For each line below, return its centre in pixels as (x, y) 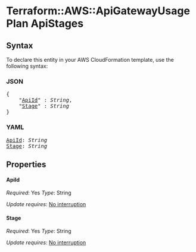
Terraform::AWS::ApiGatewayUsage (98, 11)
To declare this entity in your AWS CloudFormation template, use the (90, 60)
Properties (26, 164)
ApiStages (57, 23)
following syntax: (27, 66)
